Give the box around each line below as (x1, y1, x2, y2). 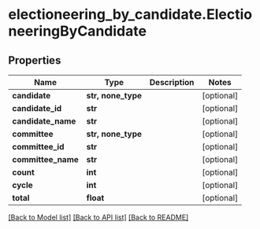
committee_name (12, 154, 79, 164)
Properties (8, 54, 61, 67)
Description (149, 77, 195, 87)
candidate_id (12, 103, 62, 113)
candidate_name (12, 116, 76, 127)
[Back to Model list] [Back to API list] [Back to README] (8, 212, 189, 222)
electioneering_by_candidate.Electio (8, 6, 253, 24)
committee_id (12, 142, 65, 152)
